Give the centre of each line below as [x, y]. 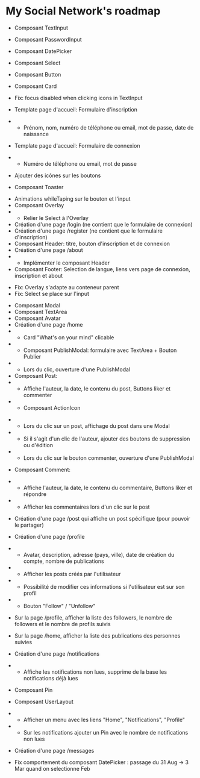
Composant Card [36, 86]
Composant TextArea [41, 312]
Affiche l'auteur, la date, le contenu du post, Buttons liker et [97, 388]
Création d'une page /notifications [57, 654]
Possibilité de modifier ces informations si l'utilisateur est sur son [104, 586]
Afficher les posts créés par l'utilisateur [72, 574]
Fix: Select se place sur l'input [52, 293]
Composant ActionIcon [52, 407]
